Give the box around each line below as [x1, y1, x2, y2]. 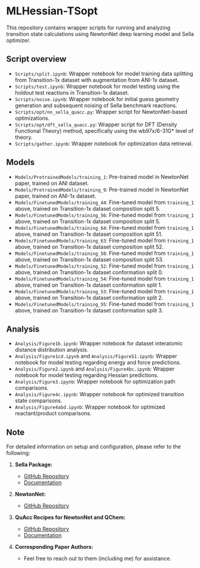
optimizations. [14, 114, 50, 122]
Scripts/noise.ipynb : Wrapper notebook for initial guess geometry [14, 95, 179, 102]
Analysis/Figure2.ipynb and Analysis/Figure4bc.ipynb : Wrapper [14, 365, 175, 372]
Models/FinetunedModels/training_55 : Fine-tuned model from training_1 [14, 300, 194, 308]
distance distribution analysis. [14, 346, 88, 354]
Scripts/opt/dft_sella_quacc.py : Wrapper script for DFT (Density [14, 121, 177, 128]
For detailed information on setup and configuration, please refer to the [6, 443, 181, 450]
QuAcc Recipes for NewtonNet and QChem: [14, 514, 126, 521]
